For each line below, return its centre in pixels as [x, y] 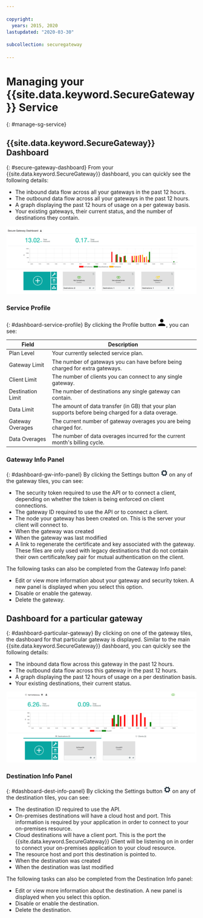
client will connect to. [41, 525]
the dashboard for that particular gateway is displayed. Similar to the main [98, 640]
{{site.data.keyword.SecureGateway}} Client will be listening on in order [104, 841]
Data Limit [21, 409]
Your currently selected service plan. [98, 353]
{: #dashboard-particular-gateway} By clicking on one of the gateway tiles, [99, 633]
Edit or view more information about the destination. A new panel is [98, 890]
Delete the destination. [43, 910]
